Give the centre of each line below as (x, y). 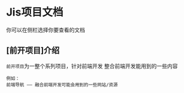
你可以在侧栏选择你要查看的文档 (46, 30)
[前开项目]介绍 (33, 50)
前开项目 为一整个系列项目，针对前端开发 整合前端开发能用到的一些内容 (92, 66)
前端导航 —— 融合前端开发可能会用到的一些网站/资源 (62, 85)
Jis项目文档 (35, 12)
